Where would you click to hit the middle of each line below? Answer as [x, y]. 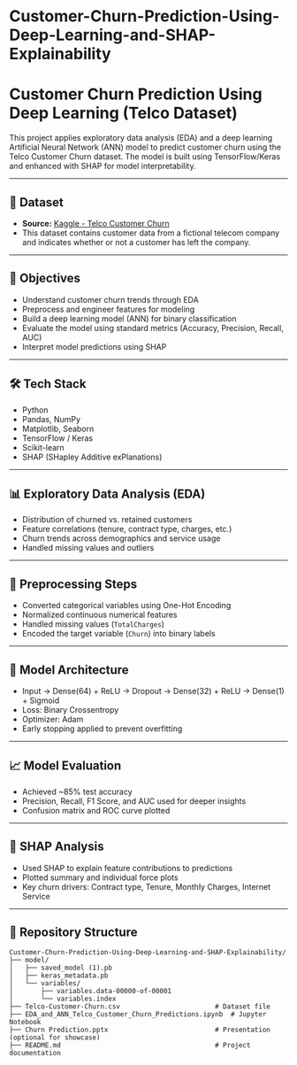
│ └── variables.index [63, 999]
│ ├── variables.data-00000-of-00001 [91, 992]
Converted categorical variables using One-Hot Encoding [126, 606]
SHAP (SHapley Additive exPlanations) [92, 457]
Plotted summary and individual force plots [100, 877]
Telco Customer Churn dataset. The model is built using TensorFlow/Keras [145, 157]
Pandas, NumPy [51, 419]
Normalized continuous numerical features [99, 615]
